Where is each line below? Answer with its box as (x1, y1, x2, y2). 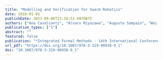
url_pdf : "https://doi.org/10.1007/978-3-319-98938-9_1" (5, 43, 123, 48)
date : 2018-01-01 (5, 12, 40, 16)
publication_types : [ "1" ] (5, 25, 57, 30)
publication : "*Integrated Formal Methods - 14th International (5, 39, 138, 44)
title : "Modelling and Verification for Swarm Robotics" (5, 7, 123, 12)
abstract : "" (5, 30, 32, 34)
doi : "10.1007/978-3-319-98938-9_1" (5, 47, 79, 52)
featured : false (5, 34, 38, 39)
